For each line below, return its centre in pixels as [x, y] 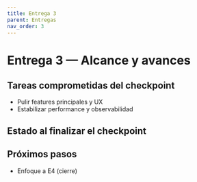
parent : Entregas [32, 20]
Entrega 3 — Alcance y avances [99, 60]
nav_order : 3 [26, 26]
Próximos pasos [42, 154]
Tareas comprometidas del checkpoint [91, 86]
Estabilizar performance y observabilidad [75, 109]
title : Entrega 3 [32, 13]
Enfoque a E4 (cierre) [47, 171]
